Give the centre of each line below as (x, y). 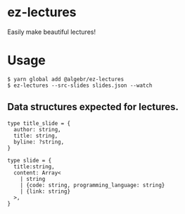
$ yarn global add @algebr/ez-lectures (66, 79)
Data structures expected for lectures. (93, 107)
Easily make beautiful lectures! (52, 32)
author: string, (37, 129)
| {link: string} (45, 191)
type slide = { (30, 160)
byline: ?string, (39, 142)
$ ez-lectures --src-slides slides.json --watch (80, 85)
